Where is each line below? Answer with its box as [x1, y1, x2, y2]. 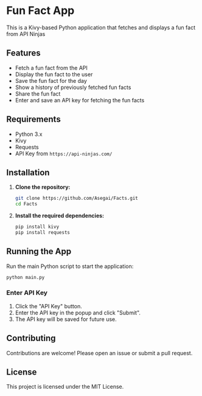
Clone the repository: [15, 183, 71, 191]
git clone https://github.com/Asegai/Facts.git [15, 196, 138, 202]
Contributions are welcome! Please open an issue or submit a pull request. [6, 349, 193, 356]
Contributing [6, 333, 56, 344]
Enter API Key [6, 289, 47, 297]
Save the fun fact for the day [15, 77, 87, 84]
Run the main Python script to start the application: [6, 263, 134, 270]
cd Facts [15, 201, 38, 207]
